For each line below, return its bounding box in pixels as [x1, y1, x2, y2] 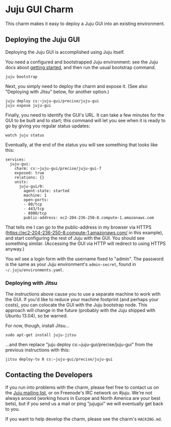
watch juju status [5, 132, 44, 138]
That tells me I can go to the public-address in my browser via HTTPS [5, 224, 152, 230]
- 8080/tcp [23, 211, 47, 216]
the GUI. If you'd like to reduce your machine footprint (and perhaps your [5, 297, 159, 303]
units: [14, 179, 29, 185]
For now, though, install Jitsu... [5, 323, 70, 329]
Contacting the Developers [5, 371, 93, 379]
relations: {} [14, 175, 44, 180]
